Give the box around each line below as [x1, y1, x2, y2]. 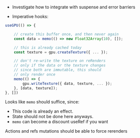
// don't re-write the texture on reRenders [14, 59, 106, 63]
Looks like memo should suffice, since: [5, 99, 80, 105]
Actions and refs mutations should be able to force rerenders [5, 128, 128, 134]
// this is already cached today [14, 45, 82, 50]
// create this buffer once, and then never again [14, 32, 119, 37]
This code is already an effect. [12, 108, 73, 114]
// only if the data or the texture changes [14, 63, 106, 68]
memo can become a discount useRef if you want [12, 119, 108, 125]
